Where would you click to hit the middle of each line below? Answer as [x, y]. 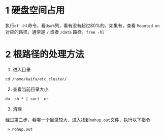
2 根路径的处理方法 [45, 54]
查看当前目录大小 [30, 89]
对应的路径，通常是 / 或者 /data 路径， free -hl [55, 32]
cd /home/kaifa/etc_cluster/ [36, 79]
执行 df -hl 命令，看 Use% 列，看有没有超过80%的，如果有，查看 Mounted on [82, 25]
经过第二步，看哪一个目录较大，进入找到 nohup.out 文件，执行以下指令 [78, 120]
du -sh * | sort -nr [27, 99]
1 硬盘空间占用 [35, 10]
